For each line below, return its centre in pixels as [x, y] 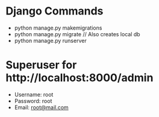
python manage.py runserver [50, 40]
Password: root [33, 101]
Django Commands [55, 11]
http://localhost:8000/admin [79, 78]
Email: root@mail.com [41, 107]
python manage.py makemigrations [58, 28]
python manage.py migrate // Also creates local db [77, 34]
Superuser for [41, 65]
